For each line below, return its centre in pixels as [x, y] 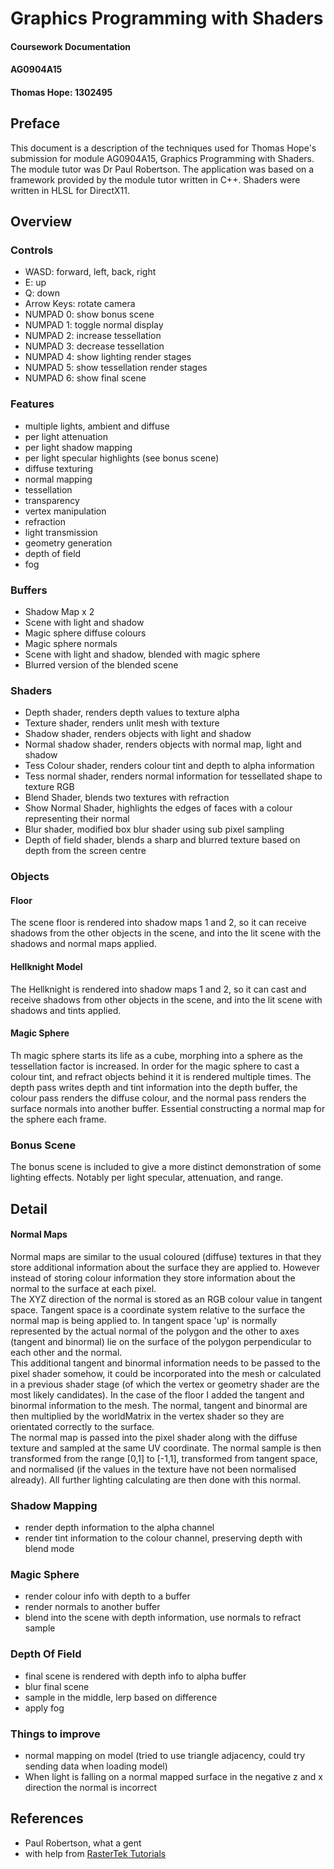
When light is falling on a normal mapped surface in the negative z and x [174, 1776]
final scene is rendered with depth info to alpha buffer [135, 1676]
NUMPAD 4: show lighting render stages [108, 357]
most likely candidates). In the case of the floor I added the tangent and [157, 1394]
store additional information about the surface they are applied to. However [165, 1267]
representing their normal [77, 819]
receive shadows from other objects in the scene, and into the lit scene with [166, 999]
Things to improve [55, 1734]
